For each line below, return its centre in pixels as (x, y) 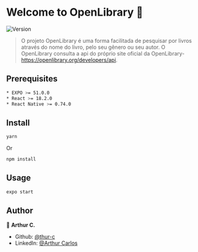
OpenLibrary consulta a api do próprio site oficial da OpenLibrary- (103, 53)
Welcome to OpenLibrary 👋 (75, 12)
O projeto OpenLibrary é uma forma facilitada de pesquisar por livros (106, 40)
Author (20, 211)
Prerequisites (32, 79)
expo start (20, 192)
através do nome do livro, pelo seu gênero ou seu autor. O (93, 47)
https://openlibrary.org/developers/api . (69, 60)
